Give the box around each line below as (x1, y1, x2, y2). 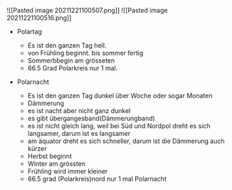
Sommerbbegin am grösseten (27, 56, 115, 65)
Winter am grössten (27, 159, 86, 168)
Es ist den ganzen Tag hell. (27, 41, 107, 49)
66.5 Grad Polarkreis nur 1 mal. (27, 64, 118, 72)
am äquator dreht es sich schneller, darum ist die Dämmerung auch (27, 137, 225, 145)
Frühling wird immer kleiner (27, 167, 108, 175)
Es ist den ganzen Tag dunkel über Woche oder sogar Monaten (27, 92, 213, 100)
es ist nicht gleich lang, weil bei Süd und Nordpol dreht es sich (27, 122, 211, 130)
